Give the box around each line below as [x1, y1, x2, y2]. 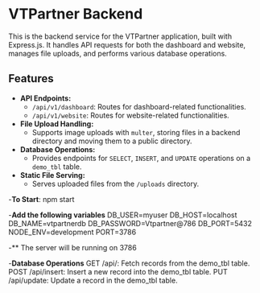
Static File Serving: [19, 170, 86, 180]
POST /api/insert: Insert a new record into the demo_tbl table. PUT [8, 266, 228, 276]
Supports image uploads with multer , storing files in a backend [31, 127, 241, 137]
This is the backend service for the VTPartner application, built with [8, 31, 232, 41]
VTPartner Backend [8, 5, 143, 23]
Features [8, 72, 54, 85]
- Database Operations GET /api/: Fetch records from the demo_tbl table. [8, 258, 250, 268]
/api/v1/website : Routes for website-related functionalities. [31, 110, 229, 120]
